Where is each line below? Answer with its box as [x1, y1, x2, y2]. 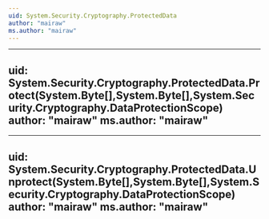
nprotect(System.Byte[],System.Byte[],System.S [8, 175, 260, 189]
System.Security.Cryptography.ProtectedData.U [8, 162, 257, 176]
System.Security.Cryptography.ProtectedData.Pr [8, 76, 260, 90]
